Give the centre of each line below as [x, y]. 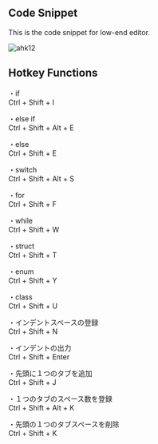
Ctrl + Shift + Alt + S [41, 178]
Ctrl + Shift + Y [33, 280]
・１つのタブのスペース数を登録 [61, 398]
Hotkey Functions [53, 73]
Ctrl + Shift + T [33, 255]
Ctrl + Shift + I [31, 102]
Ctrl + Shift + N [33, 331]
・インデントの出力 [40, 347]
